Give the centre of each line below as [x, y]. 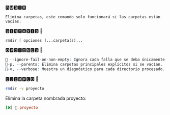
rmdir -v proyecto [25, 89]
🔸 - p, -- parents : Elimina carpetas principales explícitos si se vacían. [84, 64]
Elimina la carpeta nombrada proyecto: [46, 98]
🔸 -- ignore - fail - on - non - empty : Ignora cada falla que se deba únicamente [85, 60]
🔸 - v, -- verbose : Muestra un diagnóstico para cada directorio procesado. [85, 69]
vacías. [13, 21]
